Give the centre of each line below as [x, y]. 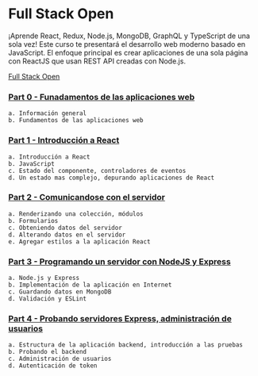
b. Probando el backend [48, 352]
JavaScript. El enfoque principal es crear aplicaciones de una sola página [128, 52]
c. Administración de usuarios [60, 359]
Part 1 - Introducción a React [64, 140]
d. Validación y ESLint [48, 299]
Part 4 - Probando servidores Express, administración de [120, 319]
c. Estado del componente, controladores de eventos [97, 171]
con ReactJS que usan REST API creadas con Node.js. [97, 61]
